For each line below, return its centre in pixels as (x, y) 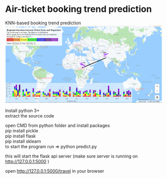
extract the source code (30, 116)
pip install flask (21, 136)
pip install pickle (22, 130)
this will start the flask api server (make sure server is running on (72, 156)
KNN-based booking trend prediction (43, 23)
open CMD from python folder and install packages (58, 125)
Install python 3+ (22, 111)
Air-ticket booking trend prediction (79, 9)
